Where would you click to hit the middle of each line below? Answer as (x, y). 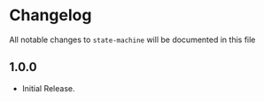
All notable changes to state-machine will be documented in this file (132, 40)
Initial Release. (48, 88)
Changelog (50, 15)
